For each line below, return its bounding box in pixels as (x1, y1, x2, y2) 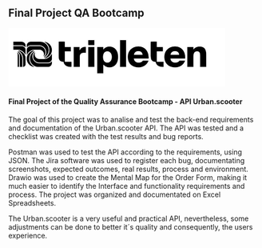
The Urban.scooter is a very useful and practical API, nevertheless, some (8, 214, 249, 223)
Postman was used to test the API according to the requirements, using (8, 147, 242, 157)
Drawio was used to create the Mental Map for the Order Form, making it (8, 173, 248, 182)
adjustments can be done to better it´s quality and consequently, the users (8, 222, 253, 232)
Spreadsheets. (8, 198, 57, 208)
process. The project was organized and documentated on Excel (8, 190, 221, 199)
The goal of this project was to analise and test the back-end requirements (8, 115, 254, 125)
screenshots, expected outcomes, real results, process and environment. (8, 164, 249, 174)
